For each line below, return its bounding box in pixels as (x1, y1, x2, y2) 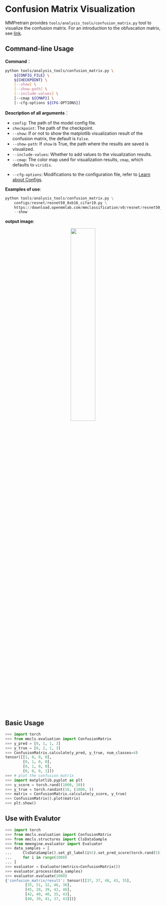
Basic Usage (5, 719, 44, 727)
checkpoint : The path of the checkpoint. (12, 125, 94, 131)
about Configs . (12, 176, 43, 182)
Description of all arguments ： (5, 110, 69, 116)
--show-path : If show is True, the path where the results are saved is (12, 141, 149, 147)
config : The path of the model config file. (12, 120, 96, 125)
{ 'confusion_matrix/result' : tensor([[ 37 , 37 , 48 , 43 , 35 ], (5, 878, 132, 883)
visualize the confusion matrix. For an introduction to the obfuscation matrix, (5, 25, 161, 31)
